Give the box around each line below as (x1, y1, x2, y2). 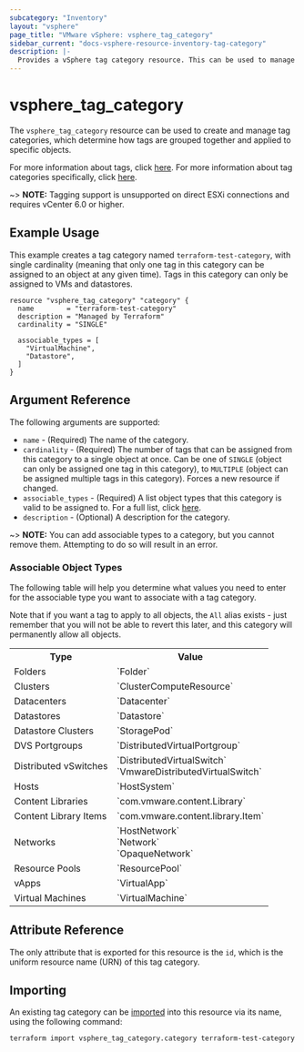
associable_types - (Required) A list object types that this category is (22, 492, 282, 503)
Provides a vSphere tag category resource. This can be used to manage (17, 56, 296, 65)
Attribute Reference (9, 923, 125, 938)
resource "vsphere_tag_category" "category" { (9, 296, 189, 305)
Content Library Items (14, 809, 107, 822)
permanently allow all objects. (9, 629, 122, 640)
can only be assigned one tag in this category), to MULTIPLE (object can (22, 463, 289, 474)
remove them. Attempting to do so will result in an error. (9, 539, 218, 550)
